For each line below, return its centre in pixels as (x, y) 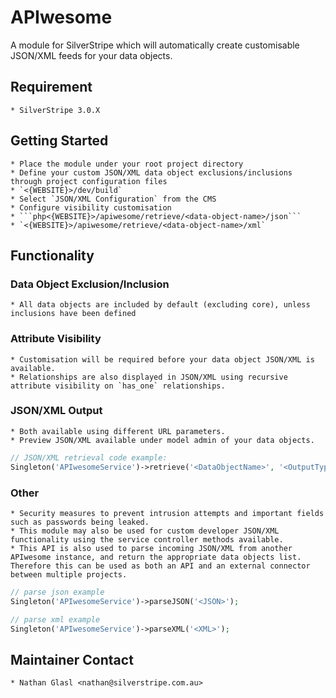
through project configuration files (89, 181)
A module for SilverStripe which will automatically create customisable (155, 45)
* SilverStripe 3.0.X (55, 110)
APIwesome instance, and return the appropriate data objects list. (156, 557)
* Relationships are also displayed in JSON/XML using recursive (149, 377)
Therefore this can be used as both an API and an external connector (160, 566)
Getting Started (59, 141)
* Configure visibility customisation (91, 207)
